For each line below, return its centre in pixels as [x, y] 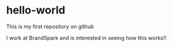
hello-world [36, 10]
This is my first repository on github [50, 26]
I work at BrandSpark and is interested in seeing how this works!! [86, 38]
